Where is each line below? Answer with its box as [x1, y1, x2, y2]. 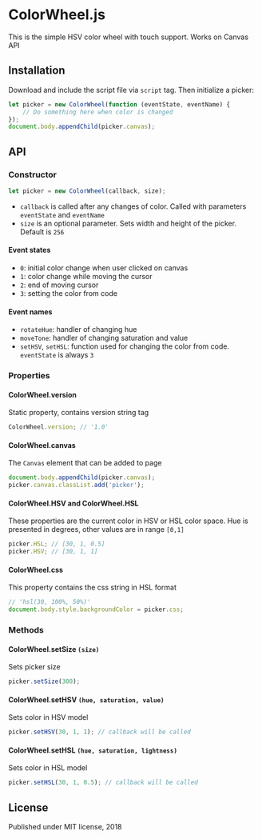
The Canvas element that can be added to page [8, 458, 162, 468]
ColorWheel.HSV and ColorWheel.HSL [8, 498, 139, 508]
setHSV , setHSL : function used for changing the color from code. [19, 342, 230, 351]
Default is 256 [19, 226, 65, 237]
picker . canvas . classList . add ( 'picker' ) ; [8, 481, 145, 489]
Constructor [8, 169, 58, 180]
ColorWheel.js [8, 6, 106, 24]
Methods [8, 625, 44, 635]
